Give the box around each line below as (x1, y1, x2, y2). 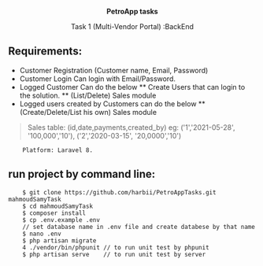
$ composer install (22, 209, 87, 217)
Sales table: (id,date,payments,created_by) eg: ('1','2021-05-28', (27, 122, 235, 132)
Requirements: (8, 45, 83, 58)
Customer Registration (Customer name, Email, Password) (19, 65, 209, 75)
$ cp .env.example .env (22, 216, 101, 224)
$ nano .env (22, 230, 61, 238)
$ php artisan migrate (22, 236, 97, 245)
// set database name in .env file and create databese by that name (22, 223, 256, 231)
